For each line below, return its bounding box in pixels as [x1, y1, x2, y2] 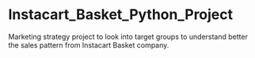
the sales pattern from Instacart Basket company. [8, 40, 169, 49]
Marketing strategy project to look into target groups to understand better [8, 32, 248, 41]
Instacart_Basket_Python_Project [8, 6, 234, 24]
